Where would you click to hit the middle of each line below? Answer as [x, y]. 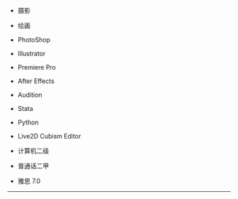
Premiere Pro [37, 67]
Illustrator [32, 53]
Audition [30, 95]
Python [28, 122]
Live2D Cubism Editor [49, 136]
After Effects [36, 81]
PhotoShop [34, 40]
